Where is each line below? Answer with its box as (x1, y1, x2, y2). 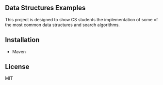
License (5, 63, 30, 71)
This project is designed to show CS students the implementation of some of (5, 16, 158, 22)
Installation (5, 36, 40, 44)
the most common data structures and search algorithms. (5, 22, 120, 28)
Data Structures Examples (5, 4, 86, 12)
